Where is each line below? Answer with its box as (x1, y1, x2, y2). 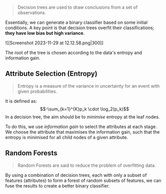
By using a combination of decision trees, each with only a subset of (5, 172, 147, 178)
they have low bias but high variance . (5, 30, 85, 36)
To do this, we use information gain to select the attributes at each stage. (5, 123, 157, 130)
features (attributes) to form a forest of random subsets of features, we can (5, 177, 161, 183)
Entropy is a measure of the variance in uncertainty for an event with (17, 83, 160, 89)
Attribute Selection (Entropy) (5, 70, 98, 78)
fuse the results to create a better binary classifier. (5, 182, 110, 188)
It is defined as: (5, 98, 37, 104)
